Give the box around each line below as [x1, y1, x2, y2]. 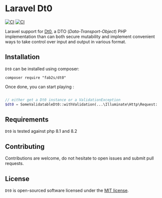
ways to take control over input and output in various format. [5, 38, 126, 44]
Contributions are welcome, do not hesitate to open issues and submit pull [5, 155, 154, 161]
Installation [5, 53, 40, 61]
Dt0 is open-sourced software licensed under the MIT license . [5, 187, 129, 193]
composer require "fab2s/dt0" [5, 75, 67, 80]
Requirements [5, 115, 49, 124]
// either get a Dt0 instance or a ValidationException [5, 97, 121, 102]
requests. [5, 161, 24, 166]
